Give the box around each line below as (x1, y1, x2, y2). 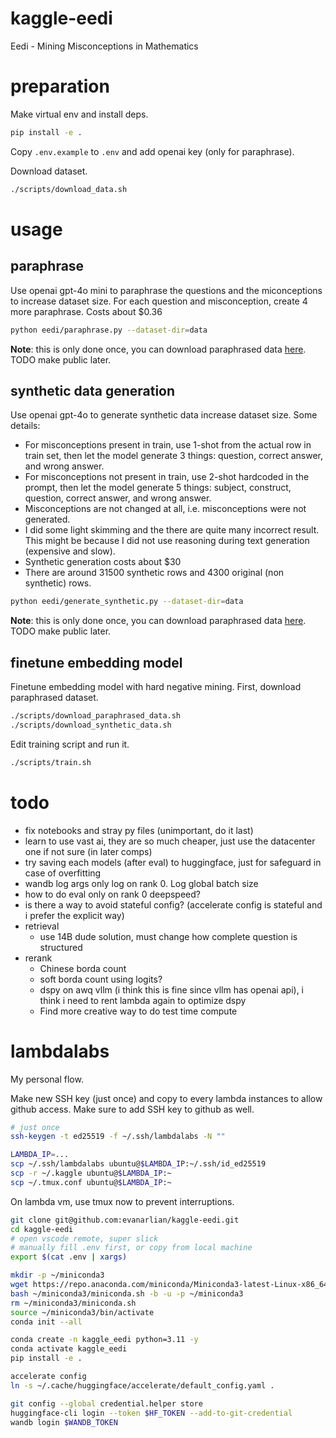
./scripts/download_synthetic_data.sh (10, 720, 172, 730)
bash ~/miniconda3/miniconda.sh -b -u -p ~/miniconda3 (10, 1288, 244, 1299)
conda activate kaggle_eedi (10, 1344, 128, 1354)
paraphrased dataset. (10, 692, 99, 703)
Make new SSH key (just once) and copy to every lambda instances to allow (10, 1092, 323, 1104)
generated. (24, 513, 71, 526)
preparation (10, 75, 110, 98)
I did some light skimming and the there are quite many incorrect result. (24, 524, 320, 536)
